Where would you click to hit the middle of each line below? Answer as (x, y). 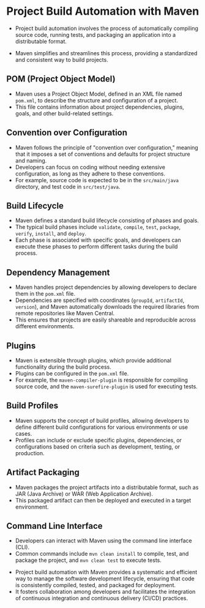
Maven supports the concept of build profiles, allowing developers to (102, 420)
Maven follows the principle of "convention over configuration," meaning (107, 147)
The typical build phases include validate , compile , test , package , (98, 227)
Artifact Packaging (43, 473)
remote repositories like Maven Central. (65, 314)
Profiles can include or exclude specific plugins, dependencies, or (99, 440)
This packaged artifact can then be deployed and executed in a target (103, 500)
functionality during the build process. (63, 367)
